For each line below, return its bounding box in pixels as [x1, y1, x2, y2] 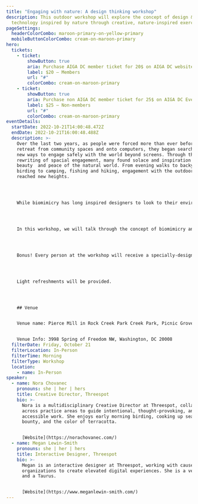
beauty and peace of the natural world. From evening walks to [16, 163, 178, 169]
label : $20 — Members [27, 69, 81, 75]
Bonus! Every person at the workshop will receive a [16, 252, 149, 258]
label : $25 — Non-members [27, 102, 91, 108]
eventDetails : [6, 119, 41, 125]
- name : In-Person [16, 369, 62, 376]
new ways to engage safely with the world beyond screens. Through [16, 151, 186, 157]
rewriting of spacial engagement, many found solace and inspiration [16, 157, 192, 163]
